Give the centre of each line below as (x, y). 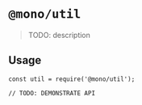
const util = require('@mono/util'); (72, 79)
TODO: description (59, 35)
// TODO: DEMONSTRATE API (52, 93)
